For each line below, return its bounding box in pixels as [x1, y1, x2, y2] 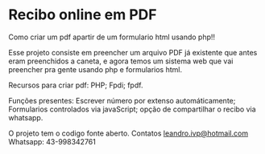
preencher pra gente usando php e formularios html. [8, 64, 183, 74]
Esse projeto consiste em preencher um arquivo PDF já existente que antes [8, 47, 258, 57]
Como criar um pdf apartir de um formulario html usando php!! [8, 32, 216, 42]
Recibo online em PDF [8, 6, 157, 24]
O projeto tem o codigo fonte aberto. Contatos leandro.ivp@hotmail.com [8, 128, 248, 138]
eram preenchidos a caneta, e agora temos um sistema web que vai [8, 56, 234, 66]
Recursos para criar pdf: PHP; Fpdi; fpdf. [8, 80, 143, 90]
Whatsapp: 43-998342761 [8, 136, 97, 146]
